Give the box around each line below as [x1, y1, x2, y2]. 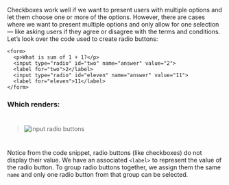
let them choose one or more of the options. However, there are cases [7, 13, 206, 21]
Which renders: [7, 99, 60, 109]
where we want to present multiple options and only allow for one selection [7, 20, 219, 28]
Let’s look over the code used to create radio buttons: [7, 35, 158, 43]
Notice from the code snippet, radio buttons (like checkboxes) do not [7, 149, 202, 157]
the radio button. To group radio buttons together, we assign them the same [7, 163, 221, 171]
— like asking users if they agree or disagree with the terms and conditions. [7, 27, 221, 35]
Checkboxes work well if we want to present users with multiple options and [7, 6, 223, 14]
